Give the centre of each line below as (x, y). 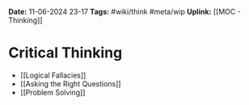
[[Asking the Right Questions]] (70, 83)
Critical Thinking (65, 53)
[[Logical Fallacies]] (53, 75)
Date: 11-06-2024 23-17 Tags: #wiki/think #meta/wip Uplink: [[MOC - (124, 12)
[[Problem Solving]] (53, 92)
